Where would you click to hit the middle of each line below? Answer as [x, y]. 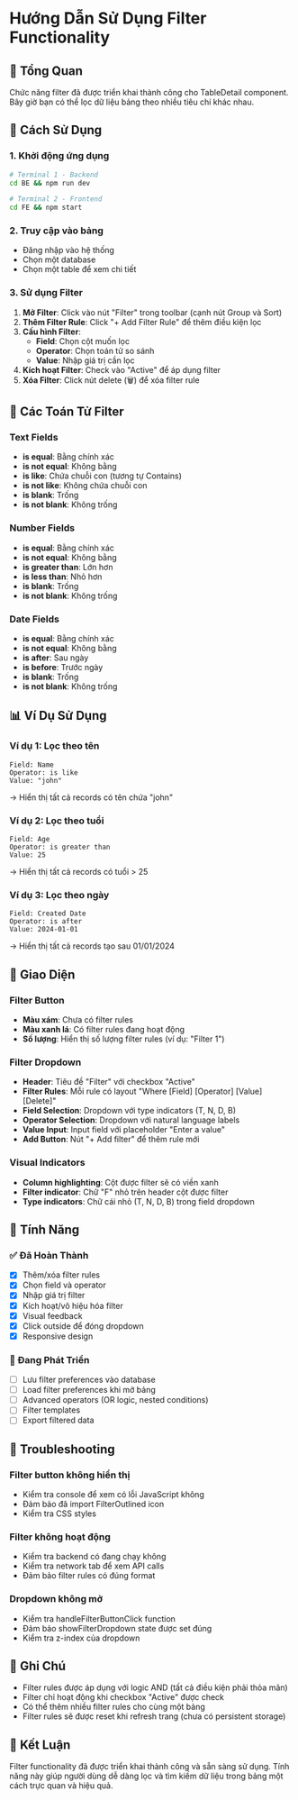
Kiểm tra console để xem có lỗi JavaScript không [113, 1495]
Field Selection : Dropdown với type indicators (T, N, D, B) [129, 1111]
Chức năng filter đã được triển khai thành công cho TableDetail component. [149, 92]
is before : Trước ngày [63, 668]
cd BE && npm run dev [50, 183]
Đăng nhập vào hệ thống [68, 250]
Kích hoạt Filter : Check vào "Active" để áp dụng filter [122, 369]
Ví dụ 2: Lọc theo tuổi [57, 821]
